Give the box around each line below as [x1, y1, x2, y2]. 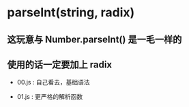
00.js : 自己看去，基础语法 [16, 78, 90, 87]
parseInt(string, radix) [7, 5, 135, 20]
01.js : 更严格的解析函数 [16, 93, 83, 101]
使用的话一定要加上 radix [7, 59, 113, 70]
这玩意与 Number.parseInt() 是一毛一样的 [7, 33, 182, 45]
